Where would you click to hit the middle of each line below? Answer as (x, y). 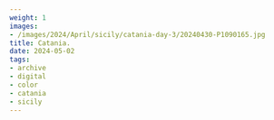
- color (24, 85)
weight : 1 (28, 18)
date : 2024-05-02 (42, 51)
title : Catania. (40, 43)
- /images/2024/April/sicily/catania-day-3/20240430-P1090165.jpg (137, 34)
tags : (20, 60)
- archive (28, 69)
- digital (28, 77)
